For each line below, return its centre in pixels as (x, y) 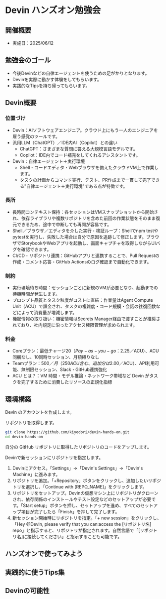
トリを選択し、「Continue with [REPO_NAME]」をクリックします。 (80, 486)
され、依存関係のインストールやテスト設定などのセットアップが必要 (82, 499)
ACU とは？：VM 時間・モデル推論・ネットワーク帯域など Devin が (81, 376)
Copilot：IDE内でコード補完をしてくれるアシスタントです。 (80, 155)
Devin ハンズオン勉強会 (53, 10)
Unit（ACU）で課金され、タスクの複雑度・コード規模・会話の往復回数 (84, 306)
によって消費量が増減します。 (47, 313)
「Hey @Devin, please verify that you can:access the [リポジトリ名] (82, 524)
